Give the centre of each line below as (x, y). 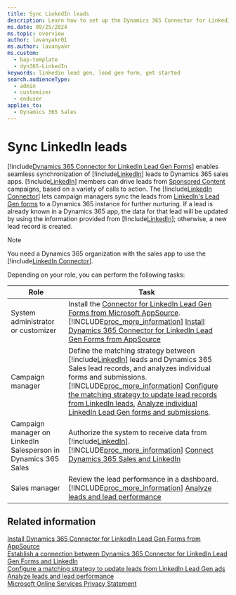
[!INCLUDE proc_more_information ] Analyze (140, 488)
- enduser (28, 99)
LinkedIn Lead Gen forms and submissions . (139, 412)
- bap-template (36, 60)
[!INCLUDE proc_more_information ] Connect (140, 450)
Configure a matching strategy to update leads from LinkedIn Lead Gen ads (117, 568)
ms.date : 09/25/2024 (38, 27)
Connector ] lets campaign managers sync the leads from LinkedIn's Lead (113, 196)
